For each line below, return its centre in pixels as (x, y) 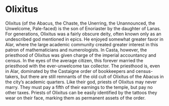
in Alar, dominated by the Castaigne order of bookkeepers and (70, 71)
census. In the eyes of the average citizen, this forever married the (74, 60)
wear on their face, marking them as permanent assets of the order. (75, 98)
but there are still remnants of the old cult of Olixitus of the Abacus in (92, 76)
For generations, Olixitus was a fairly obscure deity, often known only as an (83, 34)
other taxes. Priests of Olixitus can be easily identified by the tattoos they (81, 92)
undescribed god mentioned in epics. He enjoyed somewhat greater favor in (84, 39)
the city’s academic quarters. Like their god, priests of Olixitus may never (81, 82)
